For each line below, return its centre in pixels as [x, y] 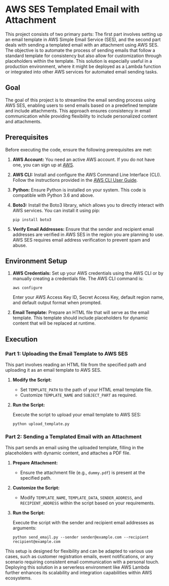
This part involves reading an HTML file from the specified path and [76, 365]
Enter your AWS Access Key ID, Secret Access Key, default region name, [88, 297]
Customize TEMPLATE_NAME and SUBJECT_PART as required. [78, 395]
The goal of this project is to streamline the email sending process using [80, 100]
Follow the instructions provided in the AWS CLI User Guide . [75, 180]
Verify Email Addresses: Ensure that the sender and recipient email [83, 229]
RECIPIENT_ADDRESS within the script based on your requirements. [88, 503]
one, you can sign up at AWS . [43, 165]
